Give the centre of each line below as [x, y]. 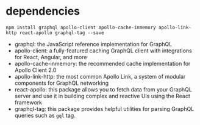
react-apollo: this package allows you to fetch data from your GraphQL [103, 89]
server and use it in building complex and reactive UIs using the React [102, 96]
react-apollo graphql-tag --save [62, 33]
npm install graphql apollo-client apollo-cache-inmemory [81, 27]
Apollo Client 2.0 [35, 70]
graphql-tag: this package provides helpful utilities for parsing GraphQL [104, 109]
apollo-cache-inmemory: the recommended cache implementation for [102, 63]
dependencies [43, 11]
